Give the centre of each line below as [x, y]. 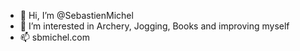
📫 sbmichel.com [54, 37]
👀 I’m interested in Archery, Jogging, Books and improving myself [154, 26]
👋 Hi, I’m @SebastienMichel [76, 15]
